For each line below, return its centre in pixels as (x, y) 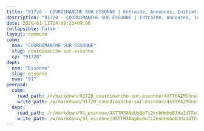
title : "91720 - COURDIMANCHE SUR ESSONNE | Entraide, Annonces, (90, 12)
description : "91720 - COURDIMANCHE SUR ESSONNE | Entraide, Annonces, (99, 18)
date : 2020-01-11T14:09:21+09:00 (49, 23)
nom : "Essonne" (31, 68)
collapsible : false (31, 29)
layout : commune (27, 34)
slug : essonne (29, 74)
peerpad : (17, 85)
